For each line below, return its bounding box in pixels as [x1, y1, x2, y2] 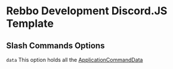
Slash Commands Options [6, 40, 105, 51]
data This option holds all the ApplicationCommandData [6, 57, 143, 63]
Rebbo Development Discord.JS [6, 4, 168, 18]
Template [6, 17, 54, 30]
